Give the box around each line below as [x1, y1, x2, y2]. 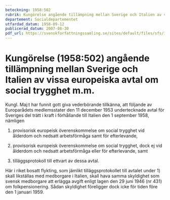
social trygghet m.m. [5, 85, 95, 96]
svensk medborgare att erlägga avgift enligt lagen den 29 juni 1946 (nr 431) [5, 178, 162, 184]
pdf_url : [5, 31, 24, 36]
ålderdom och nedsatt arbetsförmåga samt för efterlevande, [12, 132, 138, 139]
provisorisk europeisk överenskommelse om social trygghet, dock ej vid [12, 142, 163, 148]
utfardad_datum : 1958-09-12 [5, 21, 65, 27]
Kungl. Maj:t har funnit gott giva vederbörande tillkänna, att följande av [5, 102, 152, 108]
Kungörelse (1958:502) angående [5, 53, 150, 64]
